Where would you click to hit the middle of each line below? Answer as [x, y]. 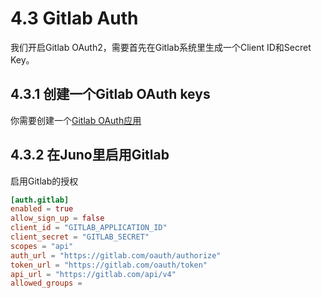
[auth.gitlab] [40, 200]
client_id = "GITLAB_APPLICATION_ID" [89, 228]
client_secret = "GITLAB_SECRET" [80, 237]
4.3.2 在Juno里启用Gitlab [90, 155]
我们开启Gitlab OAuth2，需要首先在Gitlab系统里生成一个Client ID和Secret [161, 47]
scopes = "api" [42, 246]
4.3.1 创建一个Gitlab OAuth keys [110, 94]
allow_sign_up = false [57, 218]
